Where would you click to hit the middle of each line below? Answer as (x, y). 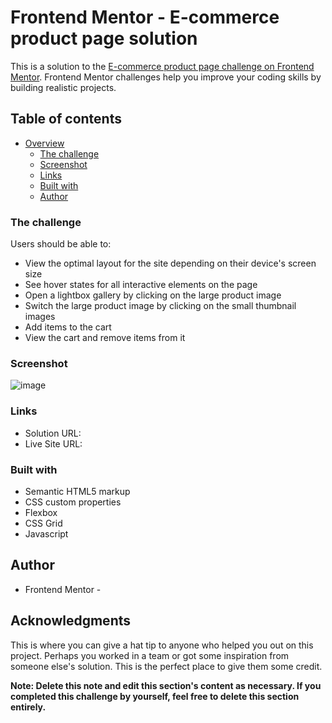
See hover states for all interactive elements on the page (141, 285)
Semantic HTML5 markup (77, 491)
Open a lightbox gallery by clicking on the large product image (153, 295)
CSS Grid (43, 523)
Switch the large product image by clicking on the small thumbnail (160, 306)
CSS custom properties (73, 502)
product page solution (104, 38)
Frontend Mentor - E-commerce (145, 17)
